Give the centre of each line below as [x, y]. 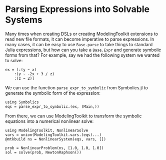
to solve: [14, 60]
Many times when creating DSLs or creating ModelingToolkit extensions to [82, 34]
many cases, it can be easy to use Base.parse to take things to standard [79, 44]
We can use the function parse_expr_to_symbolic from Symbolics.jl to [77, 88]
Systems [24, 20]
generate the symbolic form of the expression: [53, 93]
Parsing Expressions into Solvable [77, 9]
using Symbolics [22, 102]
